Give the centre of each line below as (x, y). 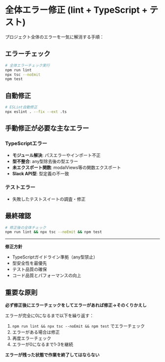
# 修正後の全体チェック (26, 228)
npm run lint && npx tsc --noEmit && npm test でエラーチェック (78, 326)
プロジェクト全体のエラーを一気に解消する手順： (55, 37)
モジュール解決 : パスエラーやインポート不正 (56, 155)
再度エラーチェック (32, 338)
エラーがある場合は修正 (36, 332)
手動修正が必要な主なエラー (47, 128)
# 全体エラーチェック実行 (27, 65)
